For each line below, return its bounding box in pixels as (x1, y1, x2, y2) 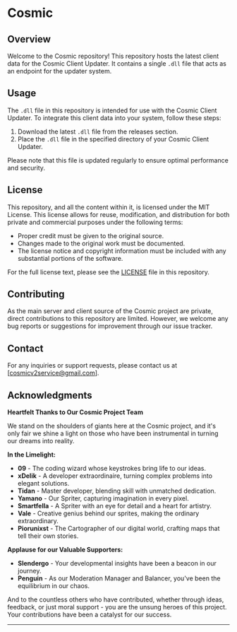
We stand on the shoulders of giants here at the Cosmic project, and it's (7, 422, 217, 431)
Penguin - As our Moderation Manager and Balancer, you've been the (17, 574, 221, 583)
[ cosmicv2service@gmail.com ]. (7, 369, 99, 378)
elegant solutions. (17, 479, 70, 488)
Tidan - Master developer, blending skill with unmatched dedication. (17, 486, 217, 496)
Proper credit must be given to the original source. (17, 231, 164, 240)
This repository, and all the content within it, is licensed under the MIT (7, 203, 210, 211)
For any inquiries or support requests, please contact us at (7, 361, 178, 370)
